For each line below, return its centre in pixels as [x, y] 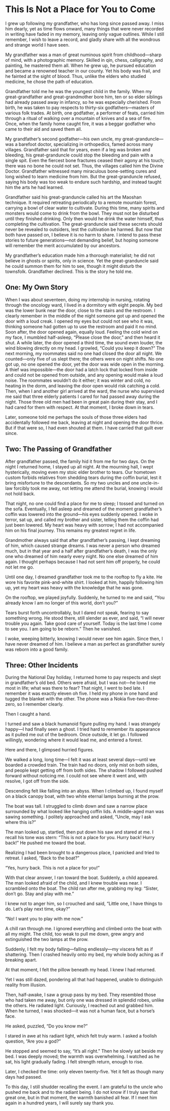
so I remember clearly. [40, 704]
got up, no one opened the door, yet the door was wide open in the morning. [85, 364]
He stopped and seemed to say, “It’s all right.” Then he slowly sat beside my [84, 1051]
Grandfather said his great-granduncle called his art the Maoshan [73, 197]
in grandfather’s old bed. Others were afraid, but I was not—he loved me [80, 683]
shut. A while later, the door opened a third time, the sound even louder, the [84, 342]
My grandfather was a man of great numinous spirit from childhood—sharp [83, 55]
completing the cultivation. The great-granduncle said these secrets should [84, 224]
